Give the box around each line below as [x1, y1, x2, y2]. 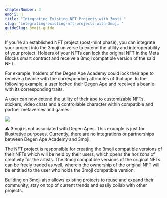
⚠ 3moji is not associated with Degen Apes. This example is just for [5, 126, 145, 132]
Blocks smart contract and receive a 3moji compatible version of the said [5, 55, 156, 61]
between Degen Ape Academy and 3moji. [5, 136, 91, 142]
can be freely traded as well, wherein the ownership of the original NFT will [5, 162, 160, 168]
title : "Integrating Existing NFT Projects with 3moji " [5, 16, 126, 21]
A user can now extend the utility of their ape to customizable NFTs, [5, 96, 145, 102]
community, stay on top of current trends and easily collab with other [5, 182, 147, 188]
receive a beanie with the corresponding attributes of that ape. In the [5, 76, 147, 82]
